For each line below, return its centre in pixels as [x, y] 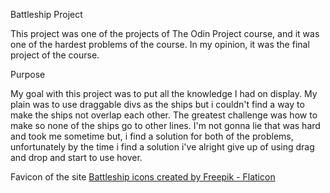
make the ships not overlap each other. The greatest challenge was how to [164, 115]
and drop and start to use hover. [76, 157]
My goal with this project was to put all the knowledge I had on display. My [164, 93]
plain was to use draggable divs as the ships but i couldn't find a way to [157, 104]
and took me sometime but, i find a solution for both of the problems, [152, 136]
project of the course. [55, 55]
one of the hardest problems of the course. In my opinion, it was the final [160, 44]
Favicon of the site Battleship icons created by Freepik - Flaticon [143, 177]
